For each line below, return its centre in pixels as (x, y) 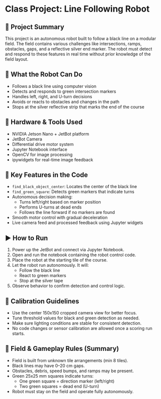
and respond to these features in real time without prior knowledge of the (78, 54)
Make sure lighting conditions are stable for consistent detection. (77, 323)
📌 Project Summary (35, 27)
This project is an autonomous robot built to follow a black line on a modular (80, 38)
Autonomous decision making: (42, 197)
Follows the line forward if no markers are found (67, 212)
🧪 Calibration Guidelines (42, 301)
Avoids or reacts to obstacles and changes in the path (66, 102)
